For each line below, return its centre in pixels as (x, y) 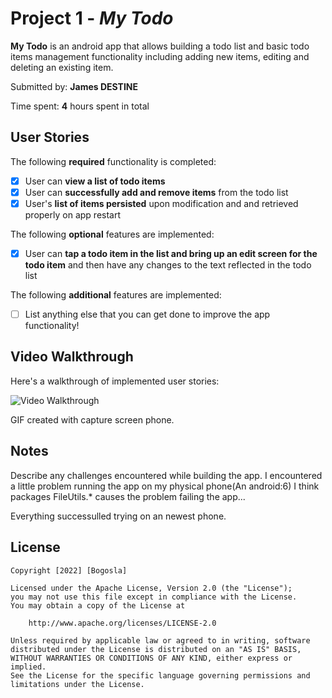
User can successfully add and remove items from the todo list (156, 192)
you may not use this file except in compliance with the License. (154, 597)
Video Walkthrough (72, 357)
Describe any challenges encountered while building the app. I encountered (166, 475)
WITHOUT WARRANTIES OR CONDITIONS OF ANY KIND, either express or (151, 658)
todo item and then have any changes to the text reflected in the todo (168, 265)
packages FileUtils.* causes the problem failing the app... (128, 496)
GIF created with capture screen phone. (92, 419)
